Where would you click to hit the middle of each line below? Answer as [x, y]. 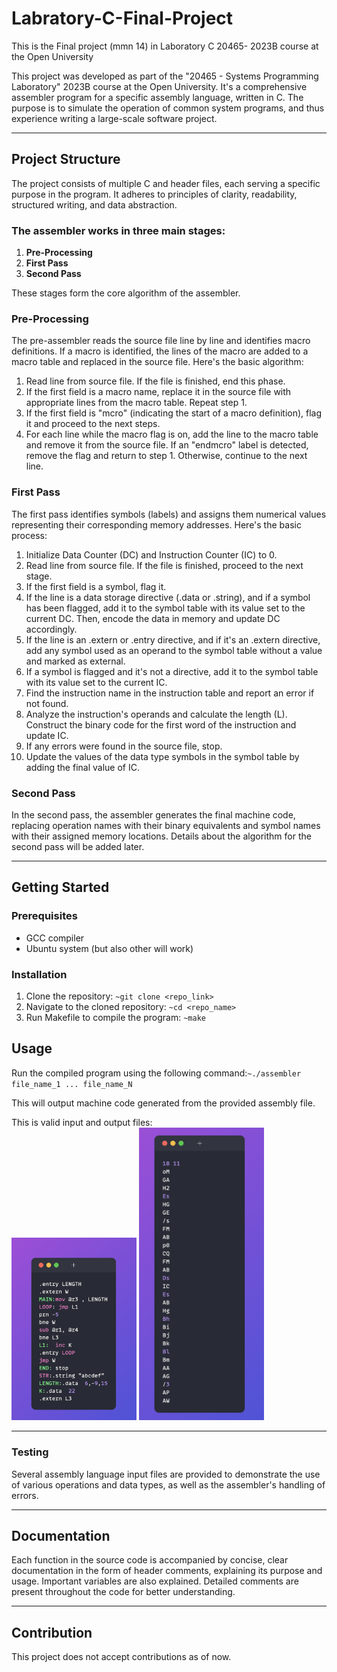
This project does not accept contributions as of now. [121, 1657]
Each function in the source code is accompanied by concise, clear [150, 1560]
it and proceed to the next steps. [93, 424]
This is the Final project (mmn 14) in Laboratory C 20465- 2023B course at [165, 46]
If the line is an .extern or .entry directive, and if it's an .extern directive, [173, 639]
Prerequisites [44, 916]
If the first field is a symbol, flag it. [96, 586]
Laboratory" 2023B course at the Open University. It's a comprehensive [159, 86]
